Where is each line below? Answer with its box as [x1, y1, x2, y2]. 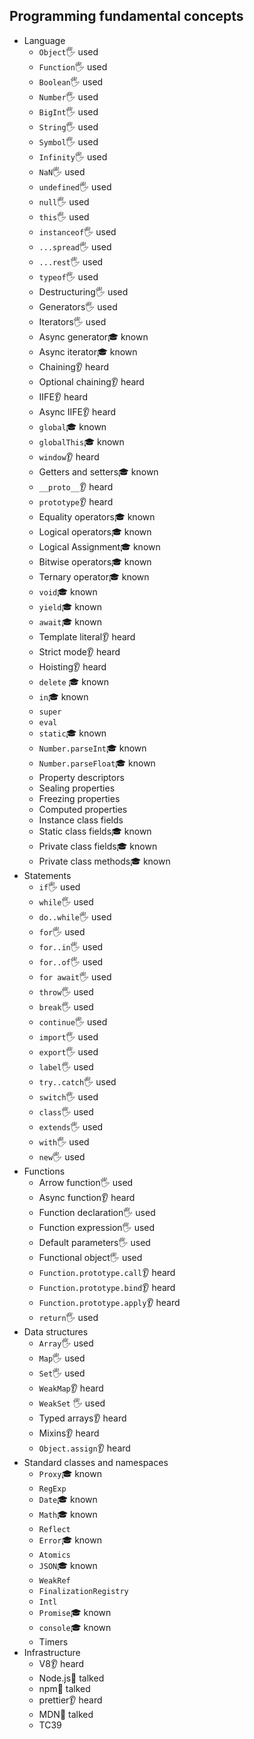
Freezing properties [38, 792, 121, 804]
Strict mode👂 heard [38, 645, 121, 658]
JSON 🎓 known [38, 1559, 98, 1571]
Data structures [23, 1325, 89, 1338]
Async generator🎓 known [38, 330, 149, 343]
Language [23, 34, 66, 46]
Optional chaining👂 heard [38, 375, 145, 388]
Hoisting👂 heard [38, 660, 107, 673]
